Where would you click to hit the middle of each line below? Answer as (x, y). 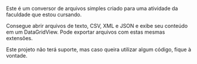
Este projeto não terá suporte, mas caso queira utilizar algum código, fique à (99, 49)
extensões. (20, 38)
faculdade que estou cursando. (44, 15)
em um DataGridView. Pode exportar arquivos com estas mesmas (86, 32)
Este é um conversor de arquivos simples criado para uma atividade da (92, 8)
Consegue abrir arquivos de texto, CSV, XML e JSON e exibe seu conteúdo (97, 26)
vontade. (17, 56)
